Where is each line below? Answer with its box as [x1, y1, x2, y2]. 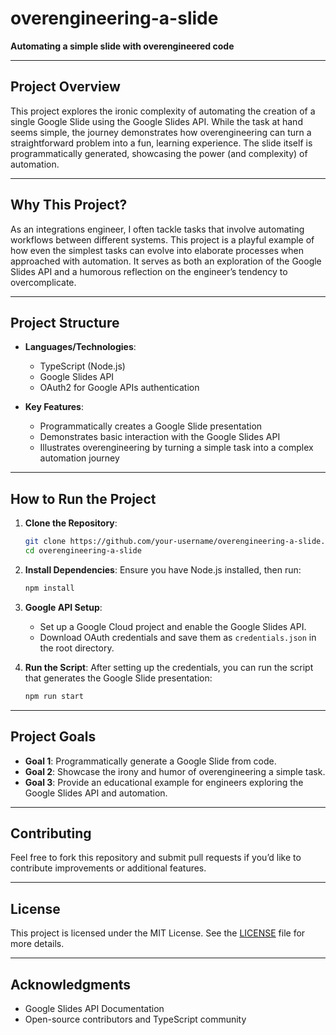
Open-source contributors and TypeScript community [24, 1013, 247, 1025]
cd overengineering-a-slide [24, 546, 142, 556]
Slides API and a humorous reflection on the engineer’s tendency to [10, 265, 288, 277]
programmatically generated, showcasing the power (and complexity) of [10, 147, 308, 159]
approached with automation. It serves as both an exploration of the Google [10, 255, 322, 267]
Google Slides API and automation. [24, 787, 168, 799]
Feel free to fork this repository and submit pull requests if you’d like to [10, 852, 302, 864]
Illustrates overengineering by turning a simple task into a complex [39, 442, 314, 454]
